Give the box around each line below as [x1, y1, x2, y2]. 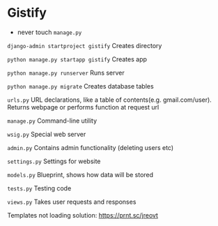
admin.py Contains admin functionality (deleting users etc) [7, 143, 174, 151]
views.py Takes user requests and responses [7, 197, 137, 206]
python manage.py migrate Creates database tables [7, 82, 155, 90]
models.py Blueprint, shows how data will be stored [7, 170, 154, 179]
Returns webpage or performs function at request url [7, 103, 159, 111]
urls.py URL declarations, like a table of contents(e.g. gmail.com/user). [7, 96, 212, 104]
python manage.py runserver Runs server [7, 68, 125, 77]
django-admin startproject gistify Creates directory [7, 41, 162, 50]
